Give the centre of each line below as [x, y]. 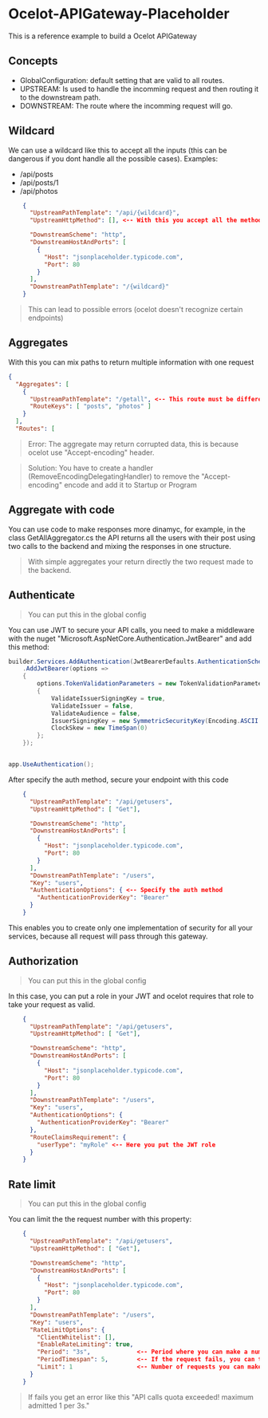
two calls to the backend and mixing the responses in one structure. [120, 546]
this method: [29, 646]
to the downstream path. [60, 97]
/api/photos [39, 191]
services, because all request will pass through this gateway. [108, 936]
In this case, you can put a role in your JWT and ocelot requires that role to [131, 996]
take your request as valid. [52, 1004]
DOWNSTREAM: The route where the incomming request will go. [126, 105]
